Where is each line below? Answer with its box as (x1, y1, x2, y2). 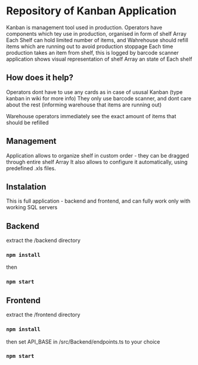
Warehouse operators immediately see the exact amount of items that (6, 112, 177, 119)
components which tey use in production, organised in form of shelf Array (6, 30, 187, 37)
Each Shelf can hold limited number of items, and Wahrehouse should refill (6, 36, 189, 43)
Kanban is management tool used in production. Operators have (6, 24, 162, 31)
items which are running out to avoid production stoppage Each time (6, 43, 174, 50)
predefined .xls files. (6, 165, 56, 172)
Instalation (6, 181, 46, 191)
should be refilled (6, 119, 49, 126)
